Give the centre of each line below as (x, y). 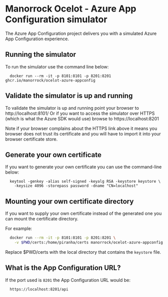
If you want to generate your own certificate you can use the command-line (83, 167)
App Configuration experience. (37, 39)
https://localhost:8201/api (39, 289)
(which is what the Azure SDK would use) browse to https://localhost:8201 (82, 118)
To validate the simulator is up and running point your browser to (72, 108)
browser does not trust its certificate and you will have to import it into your (83, 133)
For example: (19, 229)
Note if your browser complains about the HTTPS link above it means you (81, 128)
